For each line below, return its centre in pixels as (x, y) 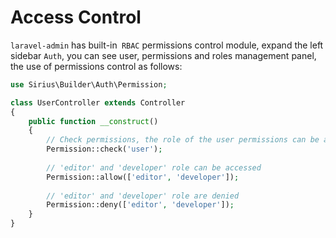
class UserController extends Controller (98, 102)
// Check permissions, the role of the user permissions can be (183, 140)
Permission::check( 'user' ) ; (104, 149)
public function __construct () (93, 121)
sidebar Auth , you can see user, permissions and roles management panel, (163, 55)
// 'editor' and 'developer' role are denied (143, 196)
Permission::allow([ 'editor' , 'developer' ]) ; (143, 177)
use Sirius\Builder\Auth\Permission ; (89, 84)
